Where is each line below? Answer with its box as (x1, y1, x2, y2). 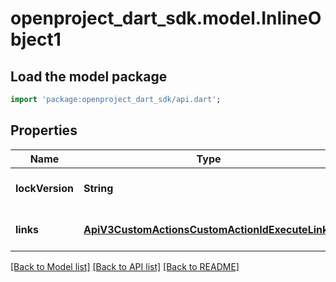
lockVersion (15, 181, 74, 195)
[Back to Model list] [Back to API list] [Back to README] (10, 260, 240, 272)
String (83, 181, 114, 195)
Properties (10, 122, 78, 139)
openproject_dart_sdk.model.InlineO (10, 7, 322, 30)
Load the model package (10, 68, 168, 85)
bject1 (10, 28, 62, 51)
